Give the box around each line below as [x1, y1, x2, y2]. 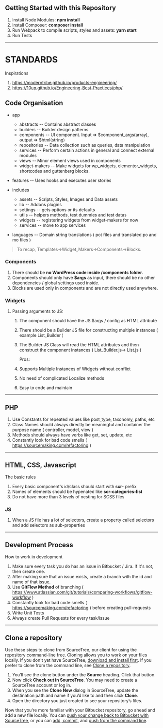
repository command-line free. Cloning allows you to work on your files [5, 652, 147, 658]
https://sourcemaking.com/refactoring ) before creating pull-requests [12, 605, 151, 610]
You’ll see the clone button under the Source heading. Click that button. [12, 671, 156, 677]
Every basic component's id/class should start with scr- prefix [12, 483, 137, 489]
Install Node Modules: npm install [12, 17, 80, 22]
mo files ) [12, 236, 31, 243]
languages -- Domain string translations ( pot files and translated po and [12, 232, 157, 237]
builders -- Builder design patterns [19, 126, 89, 132]
